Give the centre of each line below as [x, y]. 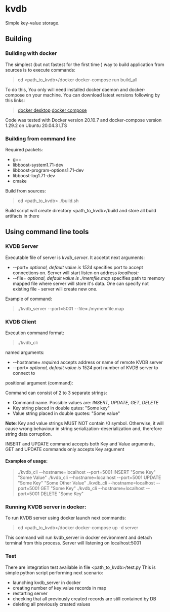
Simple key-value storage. [32, 23]
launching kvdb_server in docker [47, 583]
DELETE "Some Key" [62, 494]
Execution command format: [35, 333]
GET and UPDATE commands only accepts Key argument [65, 449]
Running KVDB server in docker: [46, 507]
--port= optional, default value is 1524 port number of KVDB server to [85, 367]
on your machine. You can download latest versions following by [93, 95]
